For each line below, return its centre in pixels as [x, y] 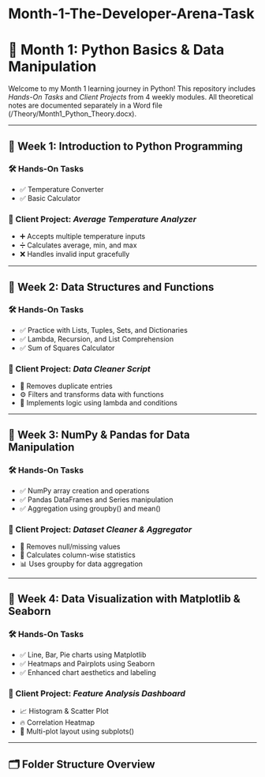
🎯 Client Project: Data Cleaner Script [80, 368]
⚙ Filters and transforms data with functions [91, 394]
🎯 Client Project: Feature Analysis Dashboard [97, 693]
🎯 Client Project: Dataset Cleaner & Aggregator [100, 529]
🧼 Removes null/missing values [70, 547]
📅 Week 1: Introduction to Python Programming [125, 146]
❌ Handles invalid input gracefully [75, 255]
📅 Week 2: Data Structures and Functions [111, 287]
